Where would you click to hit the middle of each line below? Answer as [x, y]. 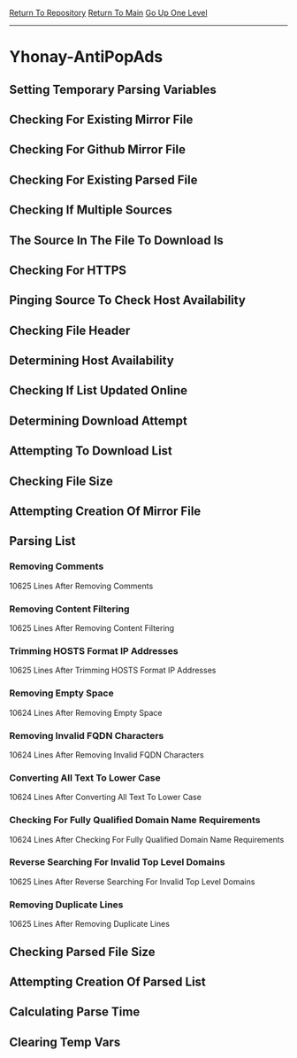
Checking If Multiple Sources [91, 210]
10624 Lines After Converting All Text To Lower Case [105, 797]
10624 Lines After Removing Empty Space [86, 712]
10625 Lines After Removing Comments [81, 586]
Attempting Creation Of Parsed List [107, 981]
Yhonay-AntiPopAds [86, 57]
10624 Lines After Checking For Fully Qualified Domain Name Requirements [147, 839]
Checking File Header [70, 330]
